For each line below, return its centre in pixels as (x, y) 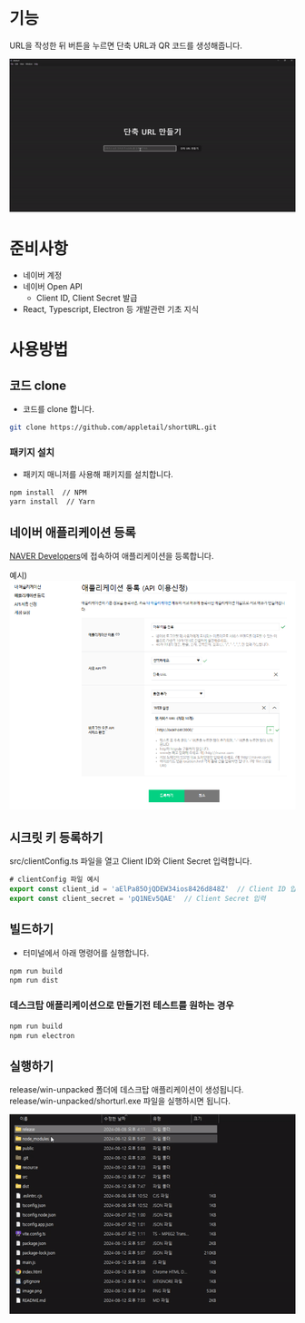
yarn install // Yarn (52, 502)
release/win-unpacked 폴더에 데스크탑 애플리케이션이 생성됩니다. (127, 1090)
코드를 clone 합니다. (59, 409)
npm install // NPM (49, 492)
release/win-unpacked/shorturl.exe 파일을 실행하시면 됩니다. (120, 1101)
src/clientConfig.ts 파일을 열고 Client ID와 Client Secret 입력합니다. (131, 861)
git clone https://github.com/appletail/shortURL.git (113, 427)
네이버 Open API (53, 287)
